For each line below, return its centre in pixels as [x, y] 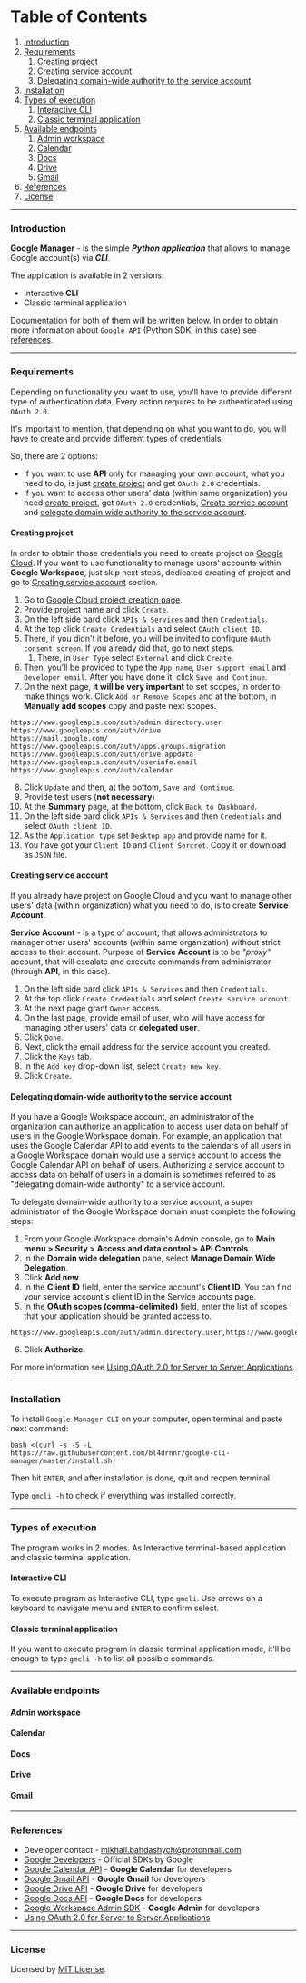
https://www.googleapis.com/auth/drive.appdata [102, 754]
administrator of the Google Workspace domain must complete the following [153, 1211]
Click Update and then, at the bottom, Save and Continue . [129, 787]
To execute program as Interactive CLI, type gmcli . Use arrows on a [136, 1598]
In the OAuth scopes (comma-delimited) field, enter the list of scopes [155, 1307]
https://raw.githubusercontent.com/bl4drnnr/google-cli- [120, 1453]
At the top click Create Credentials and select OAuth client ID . [143, 628]
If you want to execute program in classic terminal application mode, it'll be [151, 1649]
